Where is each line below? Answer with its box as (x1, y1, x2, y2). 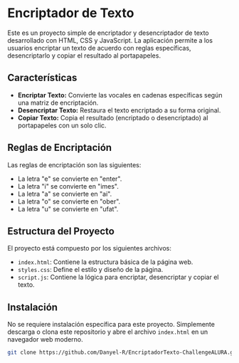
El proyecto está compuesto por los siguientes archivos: (7, 244, 172, 253)
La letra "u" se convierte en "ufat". (17, 204, 119, 213)
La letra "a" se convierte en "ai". (17, 189, 112, 198)
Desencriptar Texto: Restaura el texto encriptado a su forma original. (17, 105, 221, 115)
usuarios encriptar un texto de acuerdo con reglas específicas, (7, 43, 191, 52)
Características (7, 72, 78, 84)
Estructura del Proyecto (7, 225, 115, 237)
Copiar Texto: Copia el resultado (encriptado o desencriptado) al (17, 113, 208, 122)
